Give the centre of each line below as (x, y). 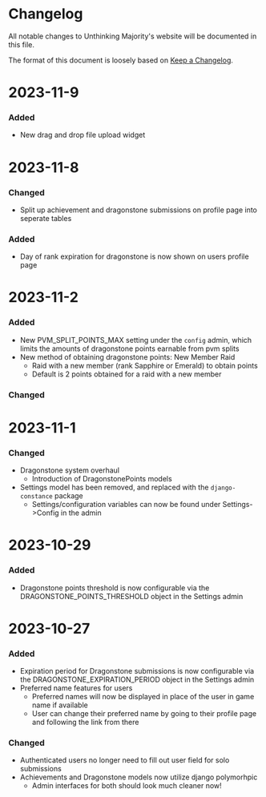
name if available (60, 705)
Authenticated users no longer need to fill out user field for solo (125, 760)
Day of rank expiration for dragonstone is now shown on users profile (135, 256)
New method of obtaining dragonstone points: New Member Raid (127, 356)
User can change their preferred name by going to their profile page (144, 714)
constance (36, 497)
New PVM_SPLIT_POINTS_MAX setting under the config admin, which (136, 340)
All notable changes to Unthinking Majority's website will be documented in (133, 36)
